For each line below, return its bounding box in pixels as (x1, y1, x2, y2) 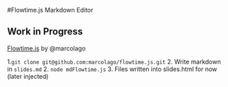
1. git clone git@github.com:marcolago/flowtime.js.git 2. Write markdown (7, 57, 222, 66)
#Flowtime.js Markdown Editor (7, 6, 94, 14)
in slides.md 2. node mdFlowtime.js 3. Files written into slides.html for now (7, 65, 218, 73)
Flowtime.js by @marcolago (7, 44, 86, 52)
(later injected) (7, 72, 49, 80)
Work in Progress (7, 26, 83, 37)
